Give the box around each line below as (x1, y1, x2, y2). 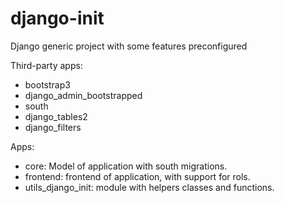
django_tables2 (24, 110, 88, 122)
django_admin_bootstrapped (24, 89, 143, 101)
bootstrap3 (24, 78, 71, 91)
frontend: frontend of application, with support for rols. (24, 170, 251, 182)
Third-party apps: (10, 59, 83, 71)
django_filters (24, 121, 82, 133)
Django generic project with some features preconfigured (10, 40, 248, 52)
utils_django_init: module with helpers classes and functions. (24, 181, 275, 193)
